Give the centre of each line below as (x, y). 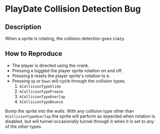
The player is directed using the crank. (51, 65)
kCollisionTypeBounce (41, 102)
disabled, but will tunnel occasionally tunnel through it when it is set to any (80, 121)
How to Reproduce (34, 54)
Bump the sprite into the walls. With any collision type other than (70, 111)
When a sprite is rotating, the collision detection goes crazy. (65, 38)
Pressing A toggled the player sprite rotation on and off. (67, 70)
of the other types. (24, 126)
